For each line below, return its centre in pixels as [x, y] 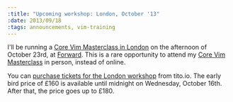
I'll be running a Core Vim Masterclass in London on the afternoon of [107, 47]
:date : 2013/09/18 [34, 21]
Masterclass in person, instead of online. [67, 62]
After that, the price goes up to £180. [61, 91]
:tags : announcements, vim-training [61, 27]
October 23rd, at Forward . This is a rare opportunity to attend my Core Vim [116, 55]
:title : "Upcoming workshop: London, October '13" [84, 14]
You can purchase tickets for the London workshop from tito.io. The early [114, 76]
